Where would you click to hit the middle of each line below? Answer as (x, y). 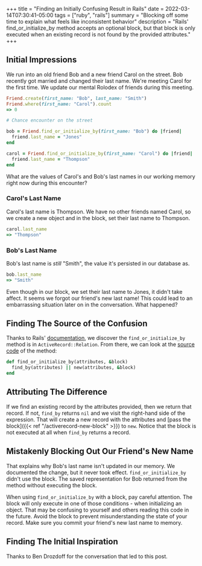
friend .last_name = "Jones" (47, 137)
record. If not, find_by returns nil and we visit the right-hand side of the (96, 413)
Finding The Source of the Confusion (77, 324)
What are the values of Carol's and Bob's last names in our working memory (101, 176)
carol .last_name (27, 229)
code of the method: (32, 351)
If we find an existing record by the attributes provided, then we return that (99, 406)
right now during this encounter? (47, 183)
